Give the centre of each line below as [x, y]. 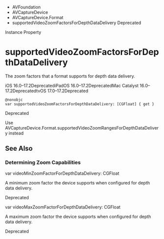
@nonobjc [14, 100]
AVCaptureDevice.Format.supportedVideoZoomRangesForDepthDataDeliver [82, 128]
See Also [19, 148]
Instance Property [23, 32]
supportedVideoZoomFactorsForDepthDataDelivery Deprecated [77, 23]
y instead [14, 133]
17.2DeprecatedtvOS [26, 91]
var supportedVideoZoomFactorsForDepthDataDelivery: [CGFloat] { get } [80, 104]
